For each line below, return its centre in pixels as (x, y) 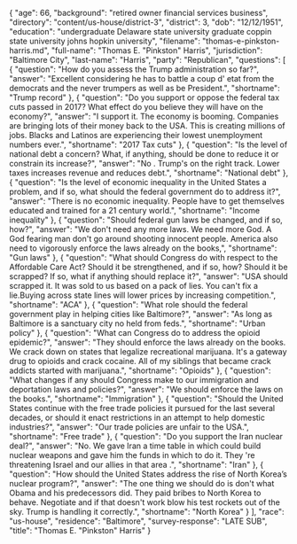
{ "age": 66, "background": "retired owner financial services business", (139, 13)
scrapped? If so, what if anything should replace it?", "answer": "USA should (148, 276)
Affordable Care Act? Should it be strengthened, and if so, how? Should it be (148, 267)
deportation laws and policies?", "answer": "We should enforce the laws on (146, 389)
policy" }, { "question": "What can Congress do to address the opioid (135, 333)
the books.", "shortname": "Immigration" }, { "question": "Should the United (146, 399)
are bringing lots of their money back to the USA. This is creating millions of (147, 126)
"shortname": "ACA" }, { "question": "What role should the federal (129, 304)
